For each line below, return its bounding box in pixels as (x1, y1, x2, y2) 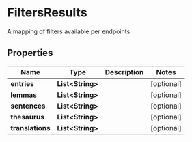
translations (10, 123, 51, 132)
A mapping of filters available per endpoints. (7, 27, 132, 35)
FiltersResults (7, 5, 87, 20)
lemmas (10, 90, 38, 100)
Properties (7, 47, 53, 59)
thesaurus (10, 112, 45, 122)
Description (105, 67, 144, 76)
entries (10, 79, 34, 88)
